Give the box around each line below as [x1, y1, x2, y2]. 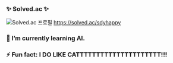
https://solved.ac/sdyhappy [53, 19, 121, 26]
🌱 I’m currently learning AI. [6, 34, 85, 43]
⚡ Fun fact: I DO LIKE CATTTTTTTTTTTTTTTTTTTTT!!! [6, 51, 168, 59]
